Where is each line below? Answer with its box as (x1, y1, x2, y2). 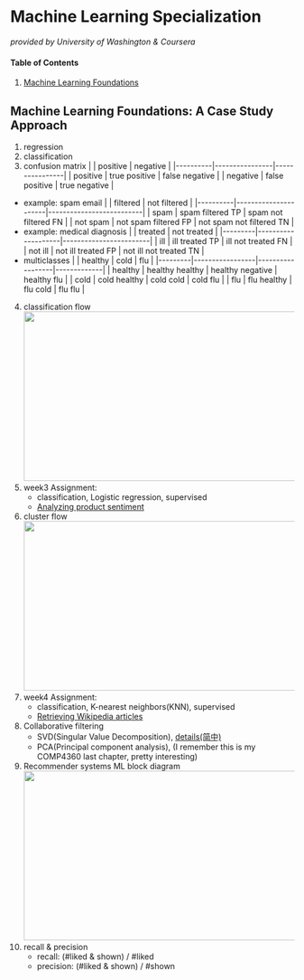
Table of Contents (10, 57, 79, 68)
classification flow (23, 301, 91, 312)
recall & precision (23, 941, 88, 952)
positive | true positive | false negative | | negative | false (72, 170, 284, 181)
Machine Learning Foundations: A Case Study (10, 103, 274, 118)
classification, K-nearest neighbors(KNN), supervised (36, 701, 235, 711)
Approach (10, 118, 68, 133)
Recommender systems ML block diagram (23, 760, 181, 771)
